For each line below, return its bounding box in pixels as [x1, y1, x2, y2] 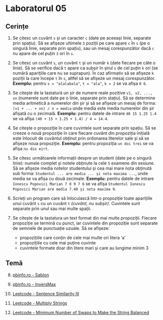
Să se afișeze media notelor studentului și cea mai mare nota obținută [12, 165, 152, 171]
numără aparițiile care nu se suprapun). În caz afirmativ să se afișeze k [12, 70, 154, 76]
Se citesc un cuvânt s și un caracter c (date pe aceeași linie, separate [12, 35, 151, 41]
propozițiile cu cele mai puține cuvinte [19, 240, 96, 245]
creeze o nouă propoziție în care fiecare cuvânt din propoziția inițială [12, 130, 150, 136]
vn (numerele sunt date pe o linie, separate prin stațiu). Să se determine [12, 95, 156, 101]
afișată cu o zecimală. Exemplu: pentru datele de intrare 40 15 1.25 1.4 [12, 111, 157, 116]
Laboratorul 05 [5, 3, 67, 14]
